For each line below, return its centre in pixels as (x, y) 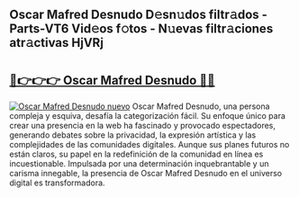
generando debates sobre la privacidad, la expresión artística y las (133, 135)
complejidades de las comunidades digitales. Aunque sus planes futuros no (149, 144)
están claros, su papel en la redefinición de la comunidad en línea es (136, 154)
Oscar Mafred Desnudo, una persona (201, 106)
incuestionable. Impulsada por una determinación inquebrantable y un (139, 164)
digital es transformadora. (57, 183)
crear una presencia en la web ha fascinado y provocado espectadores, (143, 125)
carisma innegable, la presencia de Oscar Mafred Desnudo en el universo (145, 173)
